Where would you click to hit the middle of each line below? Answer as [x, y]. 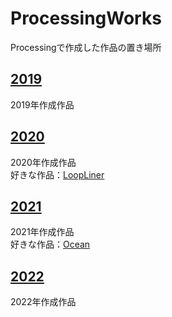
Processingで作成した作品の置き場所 [86, 47]
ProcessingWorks [86, 18]
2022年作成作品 [43, 302]
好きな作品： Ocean [50, 244]
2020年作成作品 [43, 162]
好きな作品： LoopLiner [57, 174]
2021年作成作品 [42, 232]
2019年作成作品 [42, 104]
